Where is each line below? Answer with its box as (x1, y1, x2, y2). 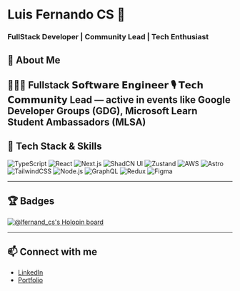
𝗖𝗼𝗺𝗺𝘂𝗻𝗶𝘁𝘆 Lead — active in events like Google (7, 93, 231, 106)
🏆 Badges (7, 195, 55, 208)
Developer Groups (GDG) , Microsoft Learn (7, 105, 198, 117)
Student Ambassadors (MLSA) (7, 116, 146, 128)
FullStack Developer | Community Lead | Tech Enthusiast (7, 32, 209, 42)
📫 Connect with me (7, 245, 98, 257)
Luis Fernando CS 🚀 (7, 6, 126, 23)
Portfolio (17, 276, 44, 285)
